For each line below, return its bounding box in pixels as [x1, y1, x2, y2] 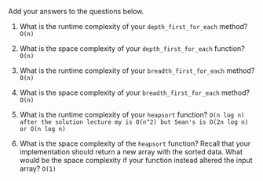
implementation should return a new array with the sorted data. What [19, 147, 243, 156]
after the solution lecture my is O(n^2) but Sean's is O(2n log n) [19, 118, 249, 126]
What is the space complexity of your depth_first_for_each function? [19, 44, 245, 53]
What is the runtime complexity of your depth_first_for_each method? [19, 22, 248, 31]
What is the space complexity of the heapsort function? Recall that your [19, 139, 251, 148]
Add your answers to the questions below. [8, 7, 144, 16]
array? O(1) [19, 164, 57, 173]
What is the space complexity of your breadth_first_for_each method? [19, 88, 250, 97]
